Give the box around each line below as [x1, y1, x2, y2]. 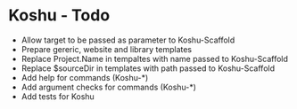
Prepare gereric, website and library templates [21, 43, 193, 54]
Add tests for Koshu [21, 90, 95, 102]
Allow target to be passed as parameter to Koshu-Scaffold [21, 35, 235, 45]
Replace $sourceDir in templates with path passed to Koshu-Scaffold [21, 63, 276, 74]
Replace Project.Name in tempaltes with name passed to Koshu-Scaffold [21, 53, 289, 64]
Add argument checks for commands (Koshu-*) [21, 82, 197, 92]
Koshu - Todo [8, 5, 111, 26]
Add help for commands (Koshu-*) [21, 72, 149, 82]
